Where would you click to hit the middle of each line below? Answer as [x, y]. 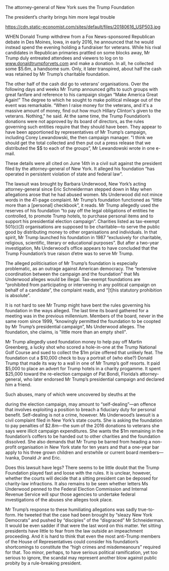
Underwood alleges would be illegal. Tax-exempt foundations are [73, 279]
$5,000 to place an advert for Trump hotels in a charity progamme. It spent [83, 368]
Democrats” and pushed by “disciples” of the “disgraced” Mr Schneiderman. [85, 520]
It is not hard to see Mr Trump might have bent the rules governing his [78, 305]
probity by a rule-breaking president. [43, 563]
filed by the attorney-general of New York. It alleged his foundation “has [80, 169]
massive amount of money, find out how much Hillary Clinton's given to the [83, 111]
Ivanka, [13, 458]
